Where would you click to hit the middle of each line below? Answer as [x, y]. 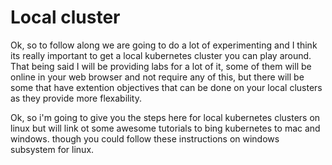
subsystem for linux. [52, 149]
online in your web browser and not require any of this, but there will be [157, 77]
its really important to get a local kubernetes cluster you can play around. [161, 55]
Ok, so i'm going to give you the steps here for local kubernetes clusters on [165, 117]
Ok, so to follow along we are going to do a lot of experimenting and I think [164, 45]
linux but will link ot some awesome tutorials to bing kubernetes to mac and [165, 128]
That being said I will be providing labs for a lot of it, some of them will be [161, 66]
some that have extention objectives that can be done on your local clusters [166, 87]
